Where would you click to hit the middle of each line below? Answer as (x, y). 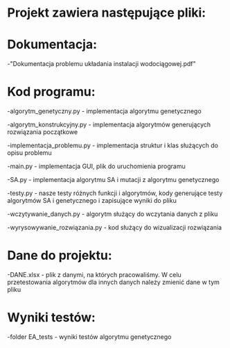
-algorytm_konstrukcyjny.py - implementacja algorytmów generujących (109, 125)
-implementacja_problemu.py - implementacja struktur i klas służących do (113, 146)
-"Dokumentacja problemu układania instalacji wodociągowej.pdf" (101, 64)
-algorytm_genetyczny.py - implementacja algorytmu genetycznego (105, 111)
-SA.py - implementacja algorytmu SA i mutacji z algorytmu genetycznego (113, 180)
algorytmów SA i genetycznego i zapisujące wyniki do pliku (92, 201)
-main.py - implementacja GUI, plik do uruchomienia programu (96, 166)
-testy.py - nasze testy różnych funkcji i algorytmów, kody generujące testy (115, 193)
